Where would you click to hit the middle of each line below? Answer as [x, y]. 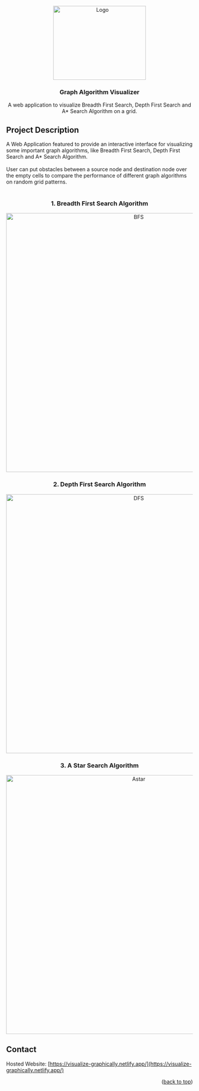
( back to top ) [177, 1082]
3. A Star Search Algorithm [99, 765]
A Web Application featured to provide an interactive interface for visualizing [99, 144]
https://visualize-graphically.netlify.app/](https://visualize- [121, 1064]
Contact [21, 1050]
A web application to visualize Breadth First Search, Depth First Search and [99, 105]
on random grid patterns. [37, 182]
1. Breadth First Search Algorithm [99, 204]
